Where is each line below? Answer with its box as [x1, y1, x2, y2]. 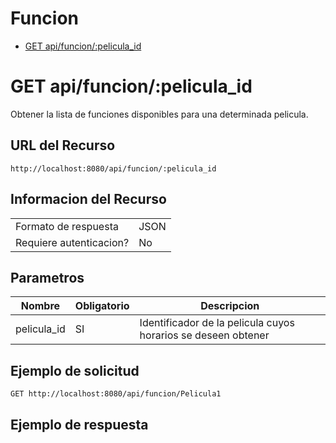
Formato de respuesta [15, 219, 119, 233]
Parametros [10, 269, 85, 286]
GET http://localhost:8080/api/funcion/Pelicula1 [10, 389, 222, 399]
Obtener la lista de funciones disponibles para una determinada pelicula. [10, 108, 309, 120]
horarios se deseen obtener [139, 328, 270, 342]
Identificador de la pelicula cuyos [139, 316, 295, 330]
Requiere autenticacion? [15, 235, 130, 249]
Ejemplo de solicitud [10, 362, 140, 379]
